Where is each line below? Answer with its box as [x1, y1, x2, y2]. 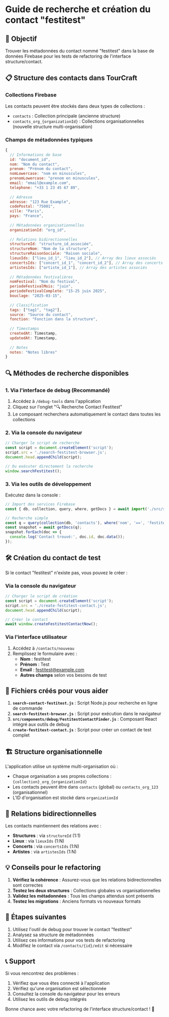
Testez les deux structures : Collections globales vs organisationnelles [12, 887, 160, 893]
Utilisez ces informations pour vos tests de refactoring [12, 937, 125, 943]
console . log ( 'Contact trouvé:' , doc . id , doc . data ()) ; [10, 534, 125, 539]
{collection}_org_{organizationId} [12, 779, 88, 784]
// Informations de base [10, 152, 62, 157]
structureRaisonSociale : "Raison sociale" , [10, 251, 102, 256]
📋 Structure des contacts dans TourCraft [5, 74, 137, 82]
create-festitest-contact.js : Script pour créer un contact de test [12, 727, 152, 733]
